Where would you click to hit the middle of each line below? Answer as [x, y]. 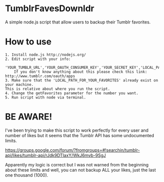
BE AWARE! [29, 117]
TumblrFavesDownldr [50, 9]
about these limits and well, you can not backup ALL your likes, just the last [81, 170]
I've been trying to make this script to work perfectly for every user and [77, 130]
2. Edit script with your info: [38, 59]
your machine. [20, 84]
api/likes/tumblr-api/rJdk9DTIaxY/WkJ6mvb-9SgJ [56, 155]
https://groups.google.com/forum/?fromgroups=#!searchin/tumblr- [72, 150]
